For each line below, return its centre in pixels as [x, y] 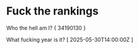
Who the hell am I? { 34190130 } [46, 28]
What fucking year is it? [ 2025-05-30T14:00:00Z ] [70, 39]
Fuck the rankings [53, 11]
